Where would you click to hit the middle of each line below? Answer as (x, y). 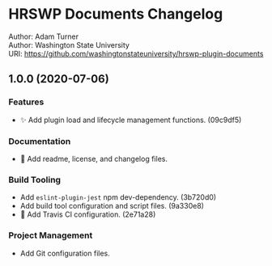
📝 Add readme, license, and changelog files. (94, 158)
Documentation (40, 141)
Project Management (51, 235)
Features (26, 102)
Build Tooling (35, 179)
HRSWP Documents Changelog (116, 14)
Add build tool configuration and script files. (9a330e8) (112, 206)
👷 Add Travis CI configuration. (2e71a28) (88, 214)
